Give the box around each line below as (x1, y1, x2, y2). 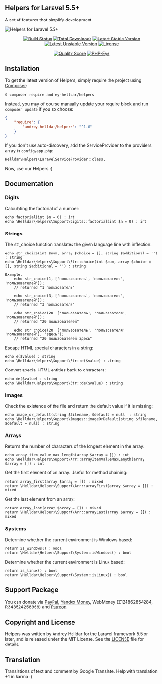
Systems (5, 526, 27, 532)
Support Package (5, 586, 59, 594)
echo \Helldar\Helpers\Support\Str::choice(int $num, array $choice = (5, 259, 151, 264)
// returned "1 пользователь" (14, 285, 75, 290)
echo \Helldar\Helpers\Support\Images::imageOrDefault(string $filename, (5, 417, 158, 422)
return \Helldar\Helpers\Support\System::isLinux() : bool (5, 572, 127, 577)
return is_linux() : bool (5, 568, 57, 573)
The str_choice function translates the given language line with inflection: (5, 241, 152, 247)
